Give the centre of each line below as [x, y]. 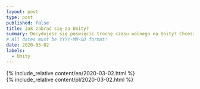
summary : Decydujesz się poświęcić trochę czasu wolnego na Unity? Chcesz [101, 34]
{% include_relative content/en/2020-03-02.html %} [71, 73]
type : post [20, 17]
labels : [16, 51]
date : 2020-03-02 [28, 45]
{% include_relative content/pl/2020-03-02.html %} [70, 79]
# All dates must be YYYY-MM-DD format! [57, 39]
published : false [28, 23]
